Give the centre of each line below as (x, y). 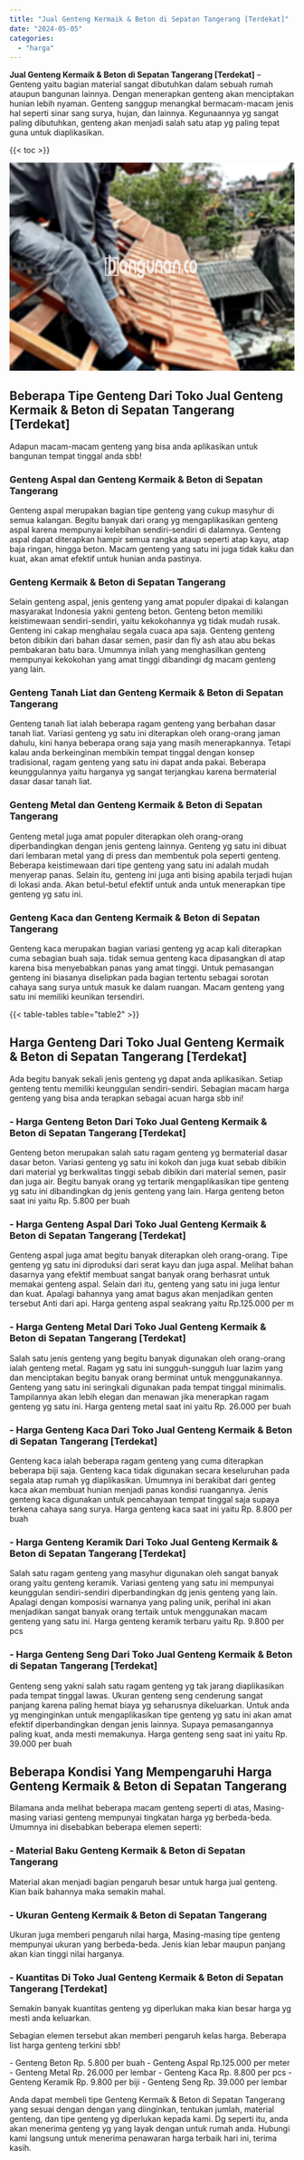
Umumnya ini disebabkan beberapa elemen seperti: (105, 1827)
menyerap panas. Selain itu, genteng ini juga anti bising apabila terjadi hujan (151, 874)
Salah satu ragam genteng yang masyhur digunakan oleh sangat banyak (144, 1573)
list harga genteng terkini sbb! (65, 2046)
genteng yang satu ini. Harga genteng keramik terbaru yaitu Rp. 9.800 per (147, 1621)
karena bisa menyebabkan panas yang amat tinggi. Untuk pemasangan (142, 968)
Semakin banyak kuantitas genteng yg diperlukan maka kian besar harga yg (151, 2009)
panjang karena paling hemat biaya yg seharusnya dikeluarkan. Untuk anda (149, 1705)
